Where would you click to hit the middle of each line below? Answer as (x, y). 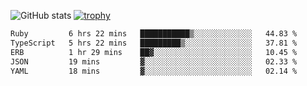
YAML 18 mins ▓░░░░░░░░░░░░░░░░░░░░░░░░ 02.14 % (154, 71)
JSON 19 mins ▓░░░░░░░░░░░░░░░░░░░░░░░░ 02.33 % (154, 61)
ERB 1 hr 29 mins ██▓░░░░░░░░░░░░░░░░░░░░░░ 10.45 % (154, 52)
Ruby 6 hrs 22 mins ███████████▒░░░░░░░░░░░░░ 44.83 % (154, 34)
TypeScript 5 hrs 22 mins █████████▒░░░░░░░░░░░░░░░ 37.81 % (154, 43)
